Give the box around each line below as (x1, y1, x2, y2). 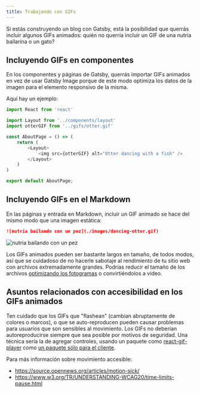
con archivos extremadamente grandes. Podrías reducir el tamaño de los (6, 263, 185, 271)
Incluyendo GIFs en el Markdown (6, 195, 131, 205)
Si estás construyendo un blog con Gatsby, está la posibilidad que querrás (6, 25, 189, 32)
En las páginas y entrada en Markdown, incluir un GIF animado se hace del (6, 210, 190, 217)
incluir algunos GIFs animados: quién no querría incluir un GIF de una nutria (6, 31, 192, 39)
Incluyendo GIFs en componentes (6, 55, 134, 66)
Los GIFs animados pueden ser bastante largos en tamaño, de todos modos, (6, 250, 194, 257)
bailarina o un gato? (6, 38, 55, 45)
